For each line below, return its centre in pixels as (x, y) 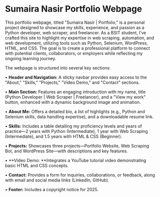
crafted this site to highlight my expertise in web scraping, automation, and (80, 38)
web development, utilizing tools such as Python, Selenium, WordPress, (77, 43)
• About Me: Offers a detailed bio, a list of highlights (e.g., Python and (75, 111)
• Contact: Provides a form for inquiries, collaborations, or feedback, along (80, 175)
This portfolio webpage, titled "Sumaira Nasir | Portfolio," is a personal (75, 22)
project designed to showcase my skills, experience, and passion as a (75, 27)
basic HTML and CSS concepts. (37, 165)
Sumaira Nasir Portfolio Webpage (73, 9)
